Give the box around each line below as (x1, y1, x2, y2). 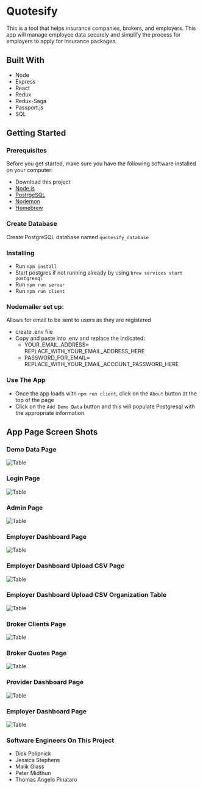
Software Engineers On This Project (6, 736, 115, 744)
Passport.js (15, 104, 44, 111)
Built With (6, 55, 45, 65)
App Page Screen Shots (6, 427, 98, 438)
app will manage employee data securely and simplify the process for (6, 31, 181, 38)
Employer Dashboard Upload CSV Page (6, 561, 125, 570)
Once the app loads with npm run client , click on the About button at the (15, 389, 197, 397)
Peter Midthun (15, 769, 51, 777)
